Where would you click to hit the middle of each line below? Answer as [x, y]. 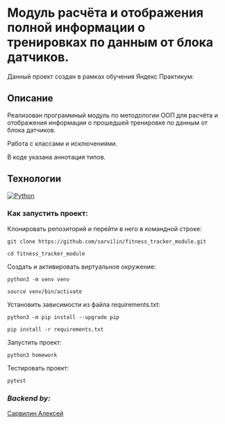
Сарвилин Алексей [35, 414]
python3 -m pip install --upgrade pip [63, 317]
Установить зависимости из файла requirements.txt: [84, 304]
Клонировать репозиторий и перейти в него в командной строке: [105, 228]
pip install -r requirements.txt [56, 329]
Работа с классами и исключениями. [62, 143]
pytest [17, 381]
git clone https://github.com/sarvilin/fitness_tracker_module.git [107, 242]
